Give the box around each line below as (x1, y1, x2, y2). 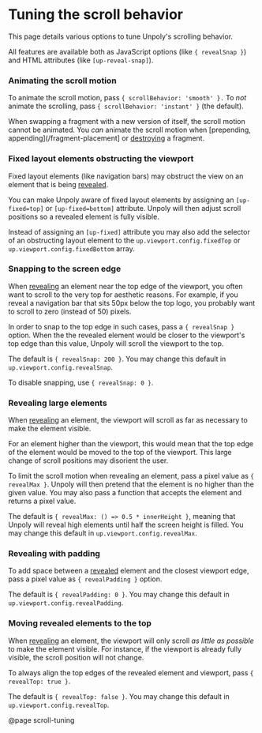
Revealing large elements (8, 397, 108, 408)
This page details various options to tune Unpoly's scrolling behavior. (8, 32, 234, 41)
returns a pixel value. (8, 496, 77, 506)
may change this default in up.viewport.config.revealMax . (8, 528, 197, 538)
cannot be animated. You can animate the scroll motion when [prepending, (8, 125, 251, 135)
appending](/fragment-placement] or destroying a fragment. (8, 133, 205, 143)
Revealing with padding (8, 548, 101, 559)
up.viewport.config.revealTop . (8, 700, 110, 709)
